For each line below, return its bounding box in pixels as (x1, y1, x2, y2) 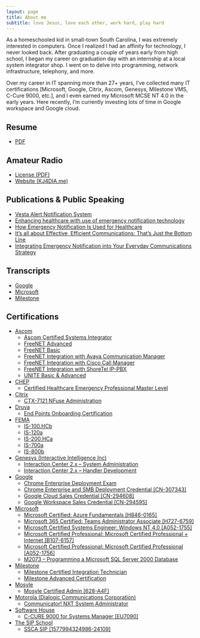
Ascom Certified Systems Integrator (23, 334, 112, 341)
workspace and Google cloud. (6, 105, 81, 112)
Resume (6, 122, 38, 132)
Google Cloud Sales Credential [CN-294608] (23, 492, 134, 500)
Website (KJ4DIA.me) (14, 177, 69, 184)
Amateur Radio (6, 155, 63, 165)
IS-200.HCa (23, 435, 53, 442)
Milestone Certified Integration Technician (23, 568, 127, 576)
